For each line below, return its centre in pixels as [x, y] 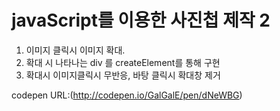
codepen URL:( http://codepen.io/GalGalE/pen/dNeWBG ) [127, 95]
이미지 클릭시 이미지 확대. [75, 50]
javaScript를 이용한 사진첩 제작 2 [141, 20]
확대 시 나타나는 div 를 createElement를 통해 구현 [123, 62]
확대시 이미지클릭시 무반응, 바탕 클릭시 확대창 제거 [123, 75]
